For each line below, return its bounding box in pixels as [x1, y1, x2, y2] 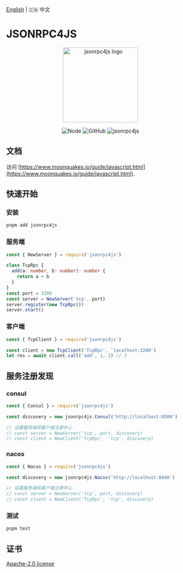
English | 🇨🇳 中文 [6, 6, 50, 13]
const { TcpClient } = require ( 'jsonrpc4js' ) [6, 336, 121, 343]
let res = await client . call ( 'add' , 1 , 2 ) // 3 [6, 353, 127, 359]
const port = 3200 [6, 290, 52, 296]
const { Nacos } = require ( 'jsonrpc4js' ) [6, 463, 111, 470]
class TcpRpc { [6, 262, 44, 269]
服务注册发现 [6, 371, 54, 381]
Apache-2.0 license [6, 560, 55, 567]
